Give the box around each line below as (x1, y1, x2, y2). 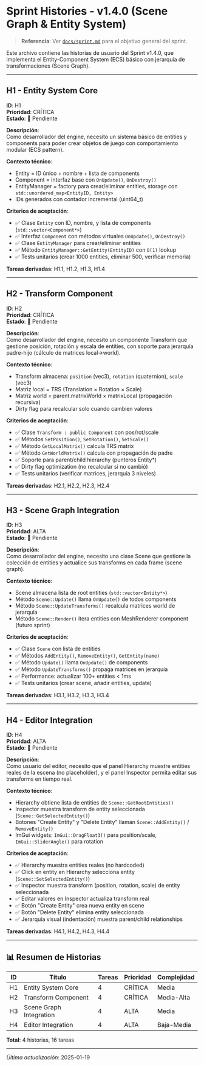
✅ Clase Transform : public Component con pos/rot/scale (15, 428, 159, 436)
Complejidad (157, 973, 195, 981)
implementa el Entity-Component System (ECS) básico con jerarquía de (6, 55, 185, 63)
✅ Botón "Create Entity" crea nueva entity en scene (15, 902, 144, 909)
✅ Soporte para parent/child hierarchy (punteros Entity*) (15, 456, 157, 463)
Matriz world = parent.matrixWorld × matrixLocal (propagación (15, 392, 172, 399)
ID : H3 (6, 521, 22, 528)
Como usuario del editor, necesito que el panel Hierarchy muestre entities (6, 762, 191, 770)
